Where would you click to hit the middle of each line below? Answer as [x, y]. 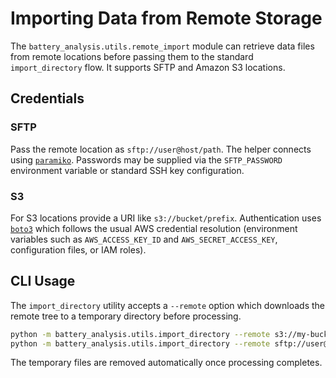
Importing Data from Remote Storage [166, 18]
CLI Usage [43, 281]
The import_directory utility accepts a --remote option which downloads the [168, 305]
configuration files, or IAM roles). [78, 249]
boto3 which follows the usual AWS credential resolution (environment [154, 228]
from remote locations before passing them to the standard [132, 56]
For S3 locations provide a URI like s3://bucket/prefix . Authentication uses [166, 218]
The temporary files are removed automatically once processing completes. [166, 363]
